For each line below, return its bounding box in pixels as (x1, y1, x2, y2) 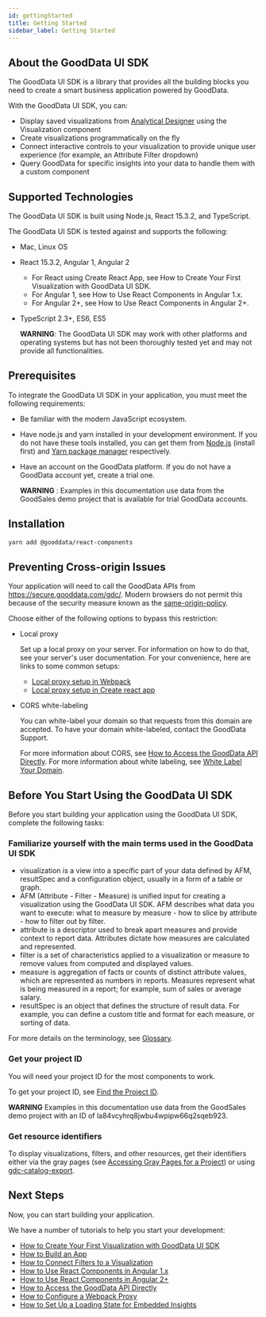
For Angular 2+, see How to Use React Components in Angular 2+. (31, 298, 249, 307)
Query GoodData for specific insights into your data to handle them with (19, 158, 256, 168)
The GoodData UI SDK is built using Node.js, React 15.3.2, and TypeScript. (8, 212, 251, 220)
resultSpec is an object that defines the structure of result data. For (19, 1001, 240, 1011)
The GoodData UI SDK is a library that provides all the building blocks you (8, 77, 249, 87)
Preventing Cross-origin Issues (8, 560, 167, 574)
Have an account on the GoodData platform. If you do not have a (19, 462, 232, 471)
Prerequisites (8, 369, 76, 383)
